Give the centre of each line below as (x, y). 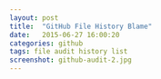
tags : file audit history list (69, 52)
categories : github (46, 43)
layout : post (34, 18)
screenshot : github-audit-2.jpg (70, 60)
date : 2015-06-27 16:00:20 (65, 35)
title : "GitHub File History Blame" (81, 26)
